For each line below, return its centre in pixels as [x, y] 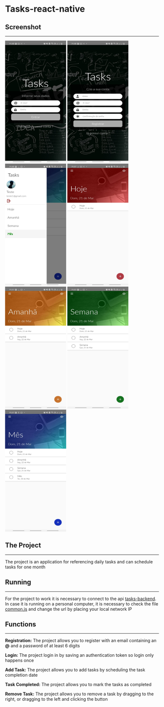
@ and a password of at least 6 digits [42, 646]
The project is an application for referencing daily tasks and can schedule [79, 561]
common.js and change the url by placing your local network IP [69, 609]
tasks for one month [25, 567]
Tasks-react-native [45, 9]
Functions [21, 624]
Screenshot [23, 27]
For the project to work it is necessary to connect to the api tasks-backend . [81, 599]
